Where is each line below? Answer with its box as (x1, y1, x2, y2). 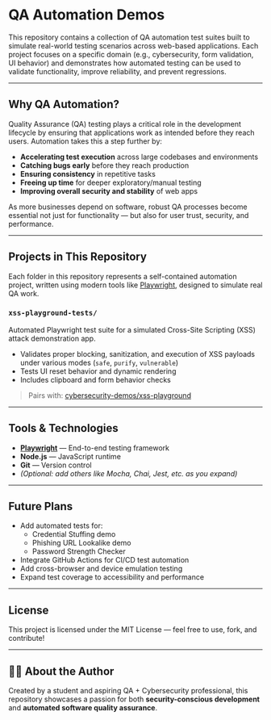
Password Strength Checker (31, 546, 127, 556)
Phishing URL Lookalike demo (31, 538, 131, 548)
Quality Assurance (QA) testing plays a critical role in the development (8, 119, 242, 128)
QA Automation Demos (8, 6, 165, 24)
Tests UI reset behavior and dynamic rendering (19, 366, 177, 376)
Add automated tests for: (19, 521, 103, 530)
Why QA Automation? (8, 98, 119, 111)
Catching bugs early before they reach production (19, 160, 190, 170)
